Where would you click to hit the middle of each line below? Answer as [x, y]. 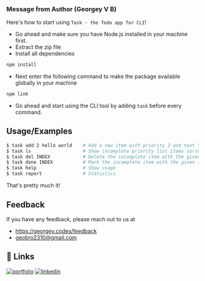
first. [21, 41]
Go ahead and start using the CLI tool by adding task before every [98, 106]
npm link [17, 94]
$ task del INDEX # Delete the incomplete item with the [95, 157]
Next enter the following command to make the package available [98, 76]
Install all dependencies [45, 54]
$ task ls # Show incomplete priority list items [95, 151]
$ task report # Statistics [61, 174]
